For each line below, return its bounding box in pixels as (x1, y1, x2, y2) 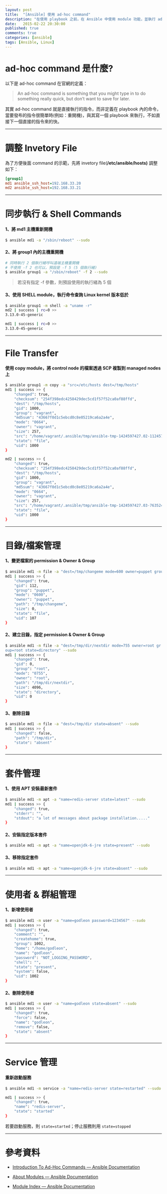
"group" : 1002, (14, 941, 46, 946)
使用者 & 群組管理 (5, 889, 77, 900)
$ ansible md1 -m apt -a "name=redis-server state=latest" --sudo (5, 797, 146, 802)
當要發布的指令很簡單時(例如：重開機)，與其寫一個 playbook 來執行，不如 (5, 112, 156, 118)
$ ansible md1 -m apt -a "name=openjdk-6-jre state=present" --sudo (5, 843, 150, 848)
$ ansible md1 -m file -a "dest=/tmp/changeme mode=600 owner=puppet (5, 569, 153, 574)
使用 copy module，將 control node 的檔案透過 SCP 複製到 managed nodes (5, 365, 161, 371)
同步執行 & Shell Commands (5, 208, 122, 220)
